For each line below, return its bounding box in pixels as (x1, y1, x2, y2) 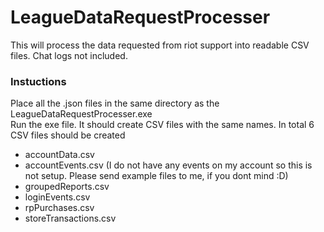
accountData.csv (24, 149, 95, 161)
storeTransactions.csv (24, 212, 117, 225)
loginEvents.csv (24, 191, 91, 203)
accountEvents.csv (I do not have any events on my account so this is (24, 159, 313, 171)
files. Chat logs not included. (10, 49, 128, 61)
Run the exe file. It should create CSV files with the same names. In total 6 (10, 119, 315, 131)
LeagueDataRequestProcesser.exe (10, 108, 153, 120)
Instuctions (10, 74, 67, 88)
